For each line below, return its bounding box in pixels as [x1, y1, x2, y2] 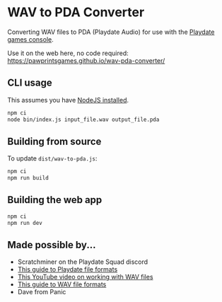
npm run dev [7, 219, 42, 226]
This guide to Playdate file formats [17, 265, 118, 274]
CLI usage [7, 77, 53, 89]
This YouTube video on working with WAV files [17, 273, 153, 281]
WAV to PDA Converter [7, 4, 145, 21]
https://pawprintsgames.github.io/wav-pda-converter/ [7, 56, 165, 64]
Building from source [7, 135, 102, 147]
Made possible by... [7, 239, 96, 251]
